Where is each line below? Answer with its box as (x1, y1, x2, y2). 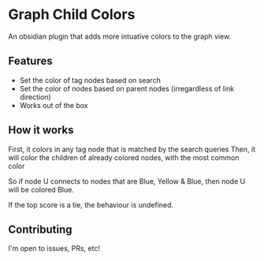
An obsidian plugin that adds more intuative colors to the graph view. (8, 32, 232, 41)
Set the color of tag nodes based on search (19, 75, 162, 84)
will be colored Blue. (8, 185, 75, 194)
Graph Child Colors (8, 6, 136, 24)
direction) (19, 92, 51, 102)
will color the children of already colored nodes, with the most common (8, 152, 240, 162)
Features (8, 54, 53, 68)
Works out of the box (19, 100, 88, 110)
